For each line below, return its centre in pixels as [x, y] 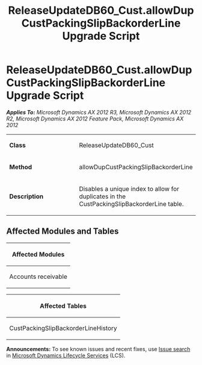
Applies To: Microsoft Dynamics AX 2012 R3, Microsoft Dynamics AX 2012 [99, 112]
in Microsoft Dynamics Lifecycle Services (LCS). [66, 355]
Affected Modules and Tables [63, 232]
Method [21, 167]
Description [26, 196]
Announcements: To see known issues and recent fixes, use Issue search [98, 349]
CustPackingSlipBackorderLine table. [131, 204]
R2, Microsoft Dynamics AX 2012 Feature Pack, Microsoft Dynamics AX [95, 119]
